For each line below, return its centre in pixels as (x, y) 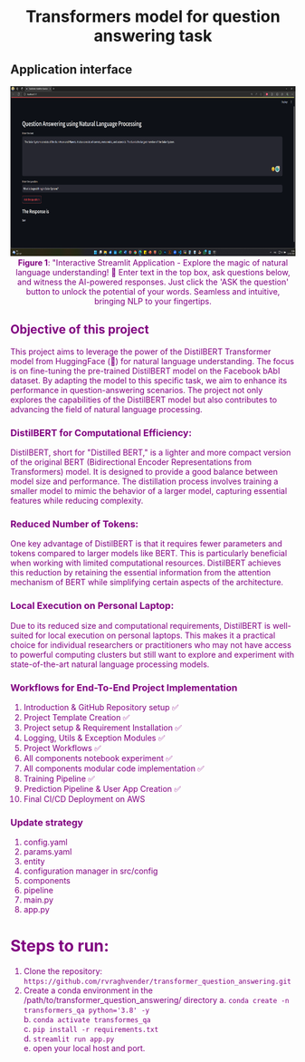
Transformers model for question (153, 17)
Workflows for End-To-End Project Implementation (124, 688)
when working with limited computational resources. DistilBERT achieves (146, 563)
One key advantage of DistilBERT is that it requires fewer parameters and (147, 544)
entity (34, 862)
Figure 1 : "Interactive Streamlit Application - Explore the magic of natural (153, 263)
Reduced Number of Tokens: (75, 525)
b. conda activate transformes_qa (87, 1019)
